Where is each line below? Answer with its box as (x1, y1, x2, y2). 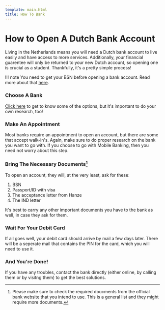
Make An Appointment (5, 121, 60, 127)
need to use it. (5, 246, 34, 252)
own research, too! (5, 108, 43, 114)
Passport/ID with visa (12, 186, 55, 192)
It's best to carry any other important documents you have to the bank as (5, 207, 153, 213)
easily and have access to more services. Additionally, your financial (5, 55, 143, 61)
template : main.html (5, 7, 48, 12)
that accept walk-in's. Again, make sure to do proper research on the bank (5, 137, 156, 143)
